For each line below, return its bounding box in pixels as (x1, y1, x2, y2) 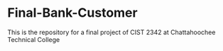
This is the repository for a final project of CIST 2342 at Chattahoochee (7, 28, 216, 36)
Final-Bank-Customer (7, 5, 138, 21)
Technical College (7, 35, 60, 43)
